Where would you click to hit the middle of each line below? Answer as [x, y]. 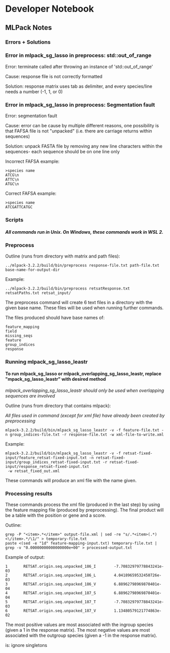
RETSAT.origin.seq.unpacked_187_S [60, 593]
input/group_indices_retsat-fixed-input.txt [53, 462]
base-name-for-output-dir [32, 270]
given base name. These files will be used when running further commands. [84, 308]
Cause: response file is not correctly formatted [54, 76]
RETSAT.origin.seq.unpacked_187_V [60, 611]
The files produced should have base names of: [55, 317]
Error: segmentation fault [31, 116]
